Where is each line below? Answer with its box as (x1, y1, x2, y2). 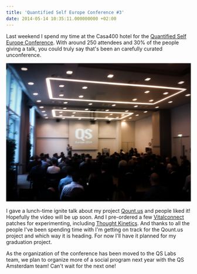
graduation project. (6, 238, 53, 245)
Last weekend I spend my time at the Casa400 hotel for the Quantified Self (6, 32, 186, 39)
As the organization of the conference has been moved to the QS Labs (6, 250, 176, 257)
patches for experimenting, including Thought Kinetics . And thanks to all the (6, 219, 190, 226)
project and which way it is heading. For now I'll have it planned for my (6, 232, 176, 239)
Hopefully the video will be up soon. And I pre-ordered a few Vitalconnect (6, 213, 185, 220)
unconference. (6, 51, 42, 58)
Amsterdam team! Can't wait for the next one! (6, 262, 116, 269)
